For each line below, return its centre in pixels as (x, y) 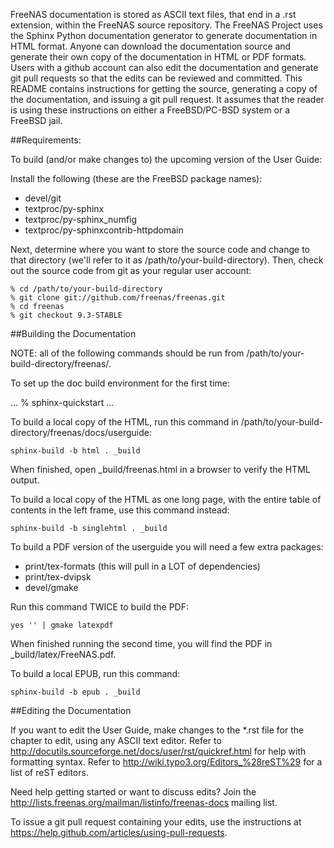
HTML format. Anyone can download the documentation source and (151, 46)
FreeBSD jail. (36, 120)
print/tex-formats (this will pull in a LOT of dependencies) (142, 566)
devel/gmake (51, 587)
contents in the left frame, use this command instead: (120, 510)
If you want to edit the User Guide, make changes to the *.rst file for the (157, 730)
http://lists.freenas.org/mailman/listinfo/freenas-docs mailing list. (144, 802)
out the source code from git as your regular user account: (131, 270)
